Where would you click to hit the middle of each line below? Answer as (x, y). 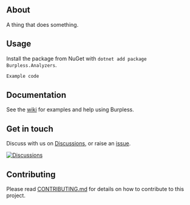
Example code (23, 76)
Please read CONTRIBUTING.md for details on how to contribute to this (95, 189)
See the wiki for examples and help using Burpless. (70, 109)
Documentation (36, 95)
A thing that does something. (42, 24)
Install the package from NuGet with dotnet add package (76, 58)
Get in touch (30, 129)
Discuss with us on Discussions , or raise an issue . (69, 144)
